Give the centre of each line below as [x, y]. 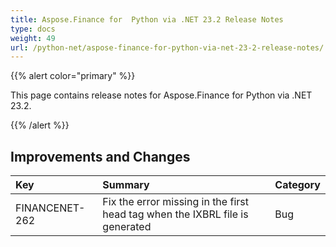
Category [297, 185]
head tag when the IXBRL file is [175, 214]
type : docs [33, 29]
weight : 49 [33, 38]
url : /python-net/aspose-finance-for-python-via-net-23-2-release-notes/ [167, 47]
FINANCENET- [50, 208]
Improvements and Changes [100, 156]
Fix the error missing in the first [175, 202]
